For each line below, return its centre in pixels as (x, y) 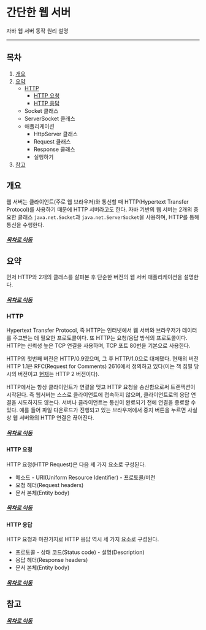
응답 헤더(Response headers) (51, 560)
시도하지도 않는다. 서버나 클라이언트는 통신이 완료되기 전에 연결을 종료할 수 (107, 402)
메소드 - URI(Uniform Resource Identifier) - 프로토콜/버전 (85, 477)
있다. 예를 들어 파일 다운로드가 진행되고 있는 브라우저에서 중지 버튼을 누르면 (96, 410)
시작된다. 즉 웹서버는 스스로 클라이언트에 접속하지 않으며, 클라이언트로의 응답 (98, 395)
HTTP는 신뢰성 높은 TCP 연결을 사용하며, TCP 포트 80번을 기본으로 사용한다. (98, 346)
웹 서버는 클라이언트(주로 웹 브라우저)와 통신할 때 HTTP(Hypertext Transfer (97, 202)
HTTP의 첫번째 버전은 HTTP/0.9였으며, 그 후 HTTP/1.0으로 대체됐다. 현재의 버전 (103, 359)
